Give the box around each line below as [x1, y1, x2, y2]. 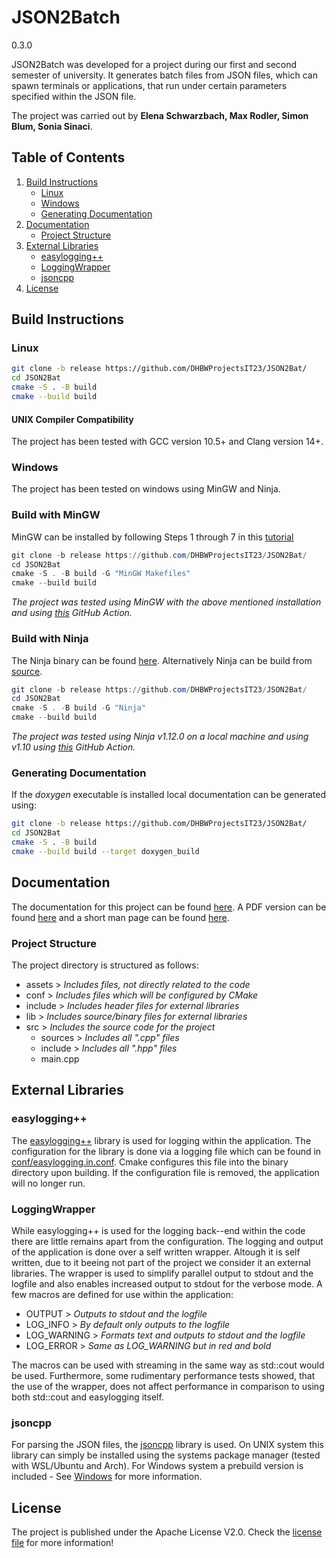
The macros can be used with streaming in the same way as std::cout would [11, 1359, 325, 1371]
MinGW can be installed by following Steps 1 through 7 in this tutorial [11, 531, 294, 543]
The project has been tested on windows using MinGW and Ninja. [11, 483, 281, 495]
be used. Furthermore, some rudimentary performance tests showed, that [11, 1369, 316, 1381]
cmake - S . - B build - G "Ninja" [11, 703, 146, 713]
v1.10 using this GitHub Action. [11, 741, 136, 753]
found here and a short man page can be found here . [11, 911, 230, 923]
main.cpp [40, 1052, 80, 1065]
